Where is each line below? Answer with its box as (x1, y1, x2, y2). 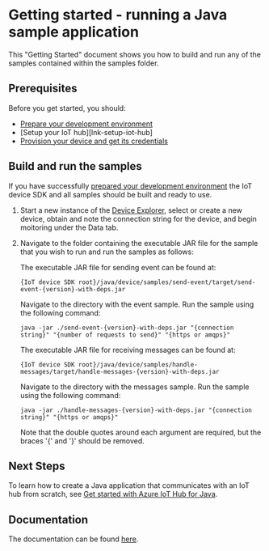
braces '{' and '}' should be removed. (19, 435, 145, 446)
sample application (8, 23, 140, 41)
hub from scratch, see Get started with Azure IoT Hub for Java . (8, 490, 218, 499)
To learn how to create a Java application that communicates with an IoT (8, 481, 250, 490)
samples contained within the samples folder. (8, 58, 159, 68)
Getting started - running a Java (8, 6, 228, 24)
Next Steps (8, 459, 65, 473)
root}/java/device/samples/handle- (78, 360, 198, 369)
